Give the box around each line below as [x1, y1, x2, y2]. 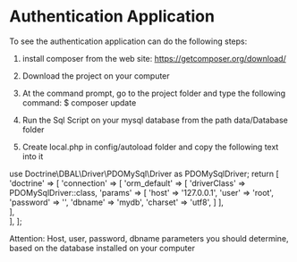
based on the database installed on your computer [9, 242, 195, 253]
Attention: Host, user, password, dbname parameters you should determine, [9, 232, 289, 243]
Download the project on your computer [21, 70, 170, 81]
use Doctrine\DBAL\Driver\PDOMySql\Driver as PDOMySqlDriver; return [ [9, 168, 279, 179]
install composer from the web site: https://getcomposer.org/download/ [21, 53, 286, 63]
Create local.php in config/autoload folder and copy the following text [21, 141, 279, 152]
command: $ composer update [21, 97, 137, 108]
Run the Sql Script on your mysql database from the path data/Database [21, 114, 289, 125]
